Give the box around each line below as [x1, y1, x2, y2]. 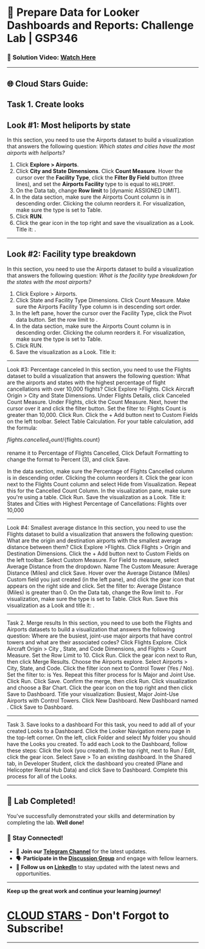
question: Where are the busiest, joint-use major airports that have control [7, 632, 193, 639]
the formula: [7, 424, 38, 432]
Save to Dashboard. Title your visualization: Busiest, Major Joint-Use [7, 690, 179, 697]
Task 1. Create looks [7, 99, 85, 110]
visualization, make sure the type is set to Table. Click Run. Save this [7, 595, 179, 602]
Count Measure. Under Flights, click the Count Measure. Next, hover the [7, 398, 188, 405]
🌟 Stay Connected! [7, 834, 63, 842]
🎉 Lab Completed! [7, 796, 76, 806]
